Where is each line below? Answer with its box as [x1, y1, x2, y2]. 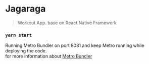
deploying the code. [5, 48, 47, 54]
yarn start [5, 32, 32, 38]
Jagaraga [5, 3, 46, 15]
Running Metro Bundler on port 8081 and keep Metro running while [5, 42, 144, 48]
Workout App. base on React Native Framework [17, 20, 117, 26]
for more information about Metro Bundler [5, 53, 92, 59]
